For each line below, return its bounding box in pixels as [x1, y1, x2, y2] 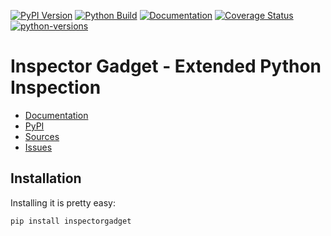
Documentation [24, 109, 89, 121]
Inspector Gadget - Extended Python [10, 55, 322, 78]
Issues [24, 141, 53, 153]
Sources [24, 130, 60, 142]
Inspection [10, 76, 102, 99]
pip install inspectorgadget [10, 216, 132, 226]
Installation [10, 170, 82, 187]
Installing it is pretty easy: [10, 196, 116, 209]
